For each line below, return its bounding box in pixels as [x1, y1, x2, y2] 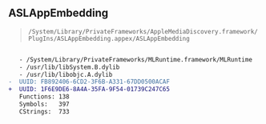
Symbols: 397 [18, 100, 70, 109]
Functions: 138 [18, 93, 70, 101]
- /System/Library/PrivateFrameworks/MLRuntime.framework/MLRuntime [18, 55, 252, 63]
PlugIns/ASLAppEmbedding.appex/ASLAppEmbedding [27, 34, 190, 42]
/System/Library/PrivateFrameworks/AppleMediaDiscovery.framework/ [27, 27, 258, 35]
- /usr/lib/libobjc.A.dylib [18, 70, 113, 78]
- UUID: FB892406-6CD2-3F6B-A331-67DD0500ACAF [8, 78, 171, 86]
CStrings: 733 [18, 107, 70, 115]
